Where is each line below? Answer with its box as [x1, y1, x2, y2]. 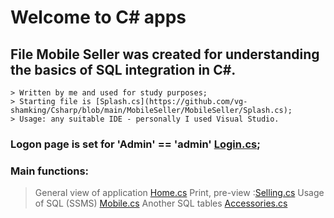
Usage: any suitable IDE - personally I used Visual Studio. [19, 114, 280, 124]
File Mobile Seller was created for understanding [10, 46, 320, 63]
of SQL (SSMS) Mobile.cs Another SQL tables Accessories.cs [34, 197, 288, 210]
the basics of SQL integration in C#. [10, 61, 237, 78]
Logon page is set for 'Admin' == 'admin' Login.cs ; [10, 137, 261, 151]
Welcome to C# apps [10, 6, 187, 29]
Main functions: [10, 164, 90, 178]
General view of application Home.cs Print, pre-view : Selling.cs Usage [34, 187, 325, 199]
